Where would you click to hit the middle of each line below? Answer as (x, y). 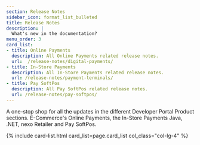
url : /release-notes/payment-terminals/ (62, 78)
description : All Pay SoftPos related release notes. (80, 89)
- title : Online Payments (38, 51)
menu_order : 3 (24, 39)
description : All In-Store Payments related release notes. (88, 72)
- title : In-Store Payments (41, 67)
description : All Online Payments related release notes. (85, 56)
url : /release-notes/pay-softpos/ (54, 94)
